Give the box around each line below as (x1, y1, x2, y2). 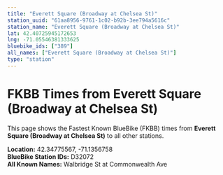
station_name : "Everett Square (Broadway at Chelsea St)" (7, 23, 180, 30)
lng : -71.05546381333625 (7, 36, 80, 43)
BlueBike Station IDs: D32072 (7, 152, 94, 161)
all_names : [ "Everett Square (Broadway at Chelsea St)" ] (7, 50, 177, 57)
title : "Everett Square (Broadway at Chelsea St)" (7, 10, 158, 17)
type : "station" (7, 56, 55, 63)
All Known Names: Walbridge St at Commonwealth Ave (7, 160, 168, 168)
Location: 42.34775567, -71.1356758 (7, 145, 113, 153)
